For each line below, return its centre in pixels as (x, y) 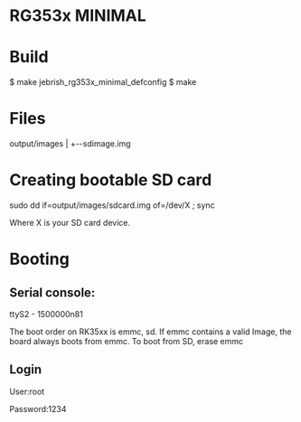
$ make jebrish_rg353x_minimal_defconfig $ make (103, 82)
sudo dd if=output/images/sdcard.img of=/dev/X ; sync (112, 205)
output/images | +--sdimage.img (70, 144)
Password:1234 (38, 408)
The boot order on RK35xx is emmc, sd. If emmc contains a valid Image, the (150, 332)
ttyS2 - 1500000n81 (46, 314)
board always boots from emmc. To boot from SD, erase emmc (127, 341)
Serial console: (52, 292)
